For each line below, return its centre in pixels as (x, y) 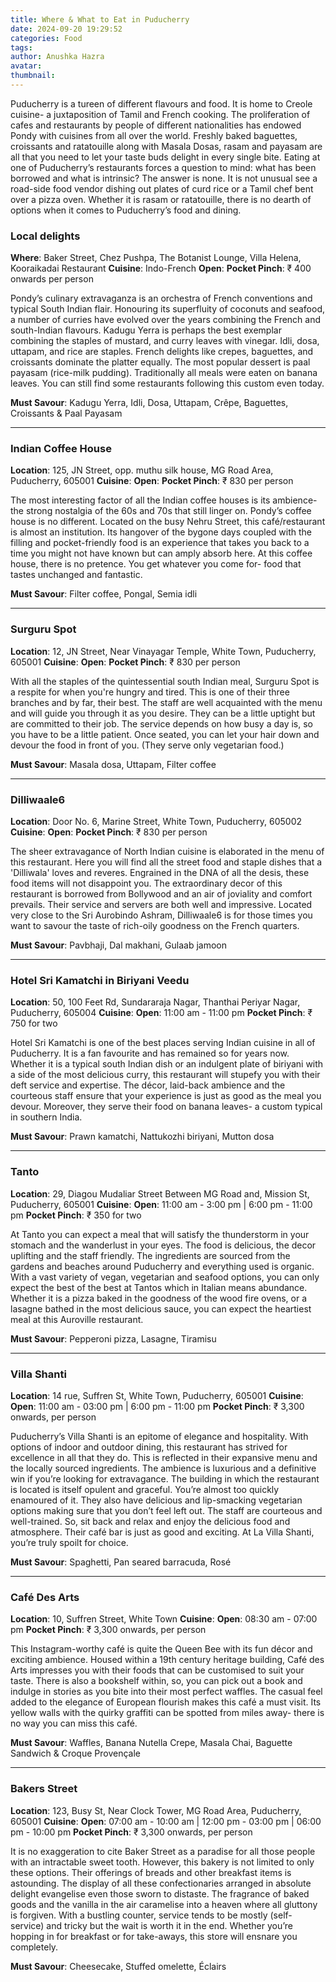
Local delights (45, 236)
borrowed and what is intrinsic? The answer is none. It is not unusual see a (164, 178)
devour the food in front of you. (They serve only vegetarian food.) (147, 745)
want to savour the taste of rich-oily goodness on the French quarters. (155, 926)
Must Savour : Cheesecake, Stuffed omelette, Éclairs (118, 1966)
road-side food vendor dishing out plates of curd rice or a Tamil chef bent (162, 188)
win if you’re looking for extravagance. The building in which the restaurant (165, 1478)
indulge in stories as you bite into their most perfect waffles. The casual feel (166, 1692)
